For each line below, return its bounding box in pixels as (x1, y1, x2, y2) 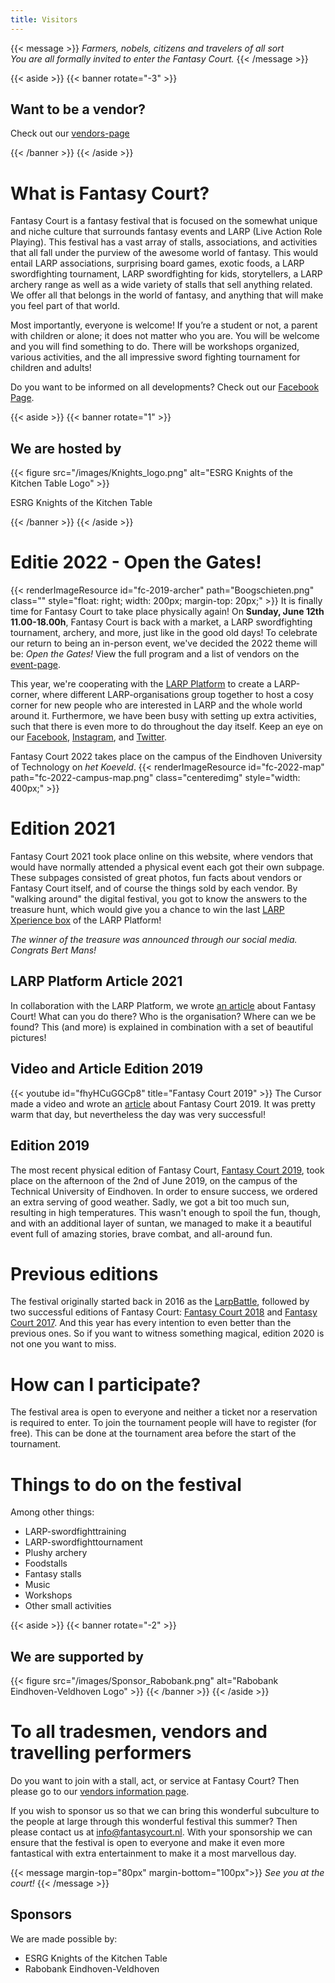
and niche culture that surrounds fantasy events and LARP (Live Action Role (10, 226, 323, 238)
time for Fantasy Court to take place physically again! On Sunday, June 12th (10, 606, 325, 618)
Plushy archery (24, 1547, 88, 1559)
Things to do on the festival (10, 1473, 242, 1496)
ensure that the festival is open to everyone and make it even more (10, 1837, 285, 1849)
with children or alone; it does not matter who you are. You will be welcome (10, 330, 320, 342)
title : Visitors (10, 14, 78, 25)
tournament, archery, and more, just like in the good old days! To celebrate (10, 627, 318, 639)
